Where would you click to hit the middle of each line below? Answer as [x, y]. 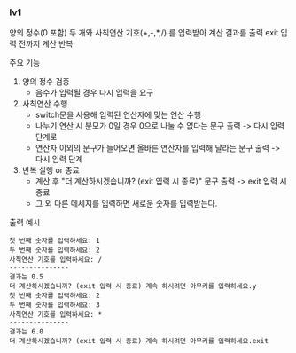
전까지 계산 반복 [46, 44]
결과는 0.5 [27, 277]
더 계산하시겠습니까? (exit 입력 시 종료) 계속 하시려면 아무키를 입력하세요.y [133, 286]
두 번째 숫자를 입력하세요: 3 [55, 305]
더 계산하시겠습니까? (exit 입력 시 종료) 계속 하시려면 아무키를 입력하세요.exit [139, 341]
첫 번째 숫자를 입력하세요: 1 [55, 241]
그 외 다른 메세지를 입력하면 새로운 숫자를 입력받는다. [126, 204]
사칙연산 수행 [45, 104]
